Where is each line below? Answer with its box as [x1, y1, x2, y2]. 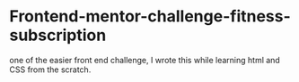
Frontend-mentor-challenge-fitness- [9, 6, 292, 27]
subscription [9, 25, 107, 45]
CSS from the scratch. [9, 64, 92, 75]
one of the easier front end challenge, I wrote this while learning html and [9, 54, 280, 65]
